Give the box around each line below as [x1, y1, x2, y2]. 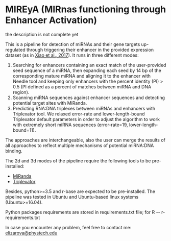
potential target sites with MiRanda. [12, 100, 87, 106]
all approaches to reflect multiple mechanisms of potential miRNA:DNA [5, 142, 154, 149]
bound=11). [12, 127, 36, 133]
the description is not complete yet [5, 31, 79, 37]
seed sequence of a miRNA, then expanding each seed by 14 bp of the [12, 67, 162, 74]
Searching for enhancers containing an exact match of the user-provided [12, 62, 166, 68]
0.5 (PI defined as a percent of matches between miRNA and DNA [12, 83, 152, 90]
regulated [5, 46, 26, 53]
